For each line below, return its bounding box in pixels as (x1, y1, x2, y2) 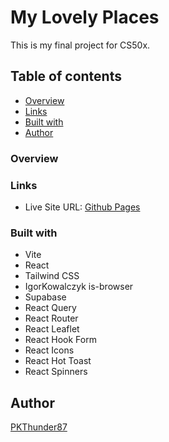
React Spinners (24, 366, 88, 378)
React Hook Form (24, 334, 97, 346)
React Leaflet (24, 323, 80, 335)
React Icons (24, 344, 75, 356)
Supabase (24, 291, 67, 303)
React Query (24, 302, 77, 314)
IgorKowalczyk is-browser (24, 281, 134, 293)
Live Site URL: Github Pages (24, 201, 141, 213)
